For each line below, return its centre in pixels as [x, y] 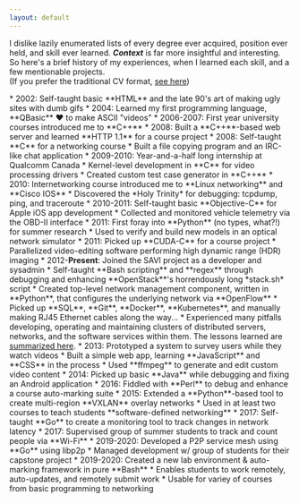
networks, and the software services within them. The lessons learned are [146, 336]
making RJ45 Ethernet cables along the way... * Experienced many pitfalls [145, 317]
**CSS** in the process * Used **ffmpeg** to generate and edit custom [144, 364]
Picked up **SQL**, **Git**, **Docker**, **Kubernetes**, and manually [145, 307]
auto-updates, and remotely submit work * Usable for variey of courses [141, 479]
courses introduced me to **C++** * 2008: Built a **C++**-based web [145, 127]
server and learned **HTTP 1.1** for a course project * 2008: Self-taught [145, 136]
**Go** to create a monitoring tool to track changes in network [152, 422]
